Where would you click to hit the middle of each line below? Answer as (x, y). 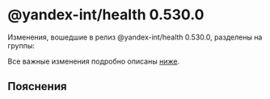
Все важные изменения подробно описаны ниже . (93, 61)
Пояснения (37, 87)
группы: (21, 45)
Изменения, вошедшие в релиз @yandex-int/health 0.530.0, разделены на (135, 37)
